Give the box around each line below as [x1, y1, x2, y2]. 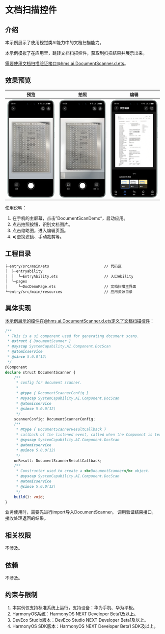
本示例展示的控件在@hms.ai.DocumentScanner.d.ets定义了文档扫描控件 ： [5, 318, 155, 324]
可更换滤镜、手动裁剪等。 [12, 234, 64, 240]
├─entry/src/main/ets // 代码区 [5, 264, 122, 269]
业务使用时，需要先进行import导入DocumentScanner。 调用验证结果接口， [5, 509, 156, 515]
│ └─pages [5, 279, 27, 284]
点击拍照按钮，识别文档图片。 [12, 222, 73, 227]
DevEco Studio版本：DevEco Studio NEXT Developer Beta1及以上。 [12, 617, 149, 623]
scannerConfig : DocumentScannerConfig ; [14, 416, 96, 421]
